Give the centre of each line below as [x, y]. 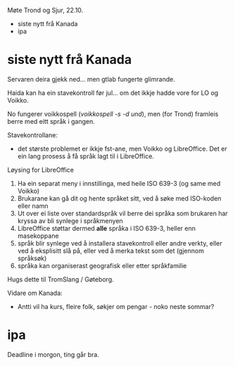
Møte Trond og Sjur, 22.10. [45, 10]
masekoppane [38, 236]
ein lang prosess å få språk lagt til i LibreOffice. [86, 156]
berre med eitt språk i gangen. [51, 121]
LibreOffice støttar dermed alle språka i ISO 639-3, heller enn [106, 228]
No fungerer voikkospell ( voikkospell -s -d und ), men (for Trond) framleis [113, 114]
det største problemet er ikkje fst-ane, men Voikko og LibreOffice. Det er [122, 149]
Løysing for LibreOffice [41, 170]
